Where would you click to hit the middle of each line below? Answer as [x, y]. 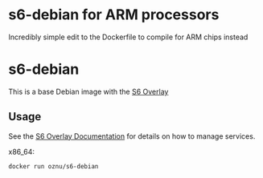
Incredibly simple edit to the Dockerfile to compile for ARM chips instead [128, 37]
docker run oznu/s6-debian [53, 166]
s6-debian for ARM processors [114, 15]
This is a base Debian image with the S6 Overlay [88, 91]
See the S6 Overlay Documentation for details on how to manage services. [132, 136]
